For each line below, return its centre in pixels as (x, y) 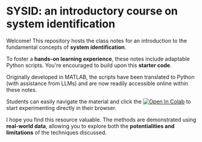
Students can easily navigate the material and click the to (99, 102)
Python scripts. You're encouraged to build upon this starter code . (89, 65)
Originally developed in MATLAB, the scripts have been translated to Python (100, 77)
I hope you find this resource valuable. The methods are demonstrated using (101, 120)
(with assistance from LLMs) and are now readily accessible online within (97, 83)
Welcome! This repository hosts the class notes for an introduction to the (97, 40)
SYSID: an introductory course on (92, 11)
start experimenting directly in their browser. (61, 108)
